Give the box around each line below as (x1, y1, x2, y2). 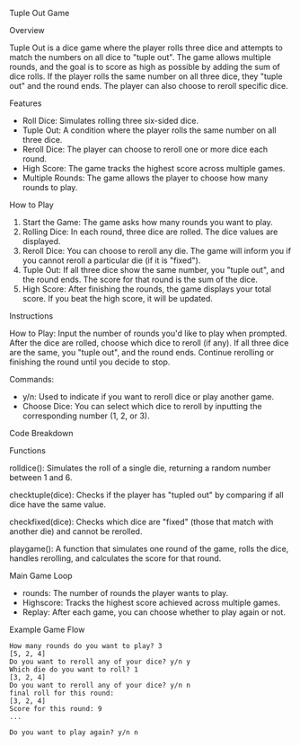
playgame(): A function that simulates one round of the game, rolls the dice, (9, 543, 289, 554)
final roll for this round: (9, 689, 115, 698)
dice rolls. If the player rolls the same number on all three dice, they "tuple (9, 71, 283, 82)
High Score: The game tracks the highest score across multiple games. (22, 163, 286, 173)
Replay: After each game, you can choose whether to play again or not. (22, 607, 286, 618)
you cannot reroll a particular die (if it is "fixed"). (22, 255, 201, 266)
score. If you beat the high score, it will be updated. (22, 294, 214, 303)
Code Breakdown (9, 428, 74, 438)
